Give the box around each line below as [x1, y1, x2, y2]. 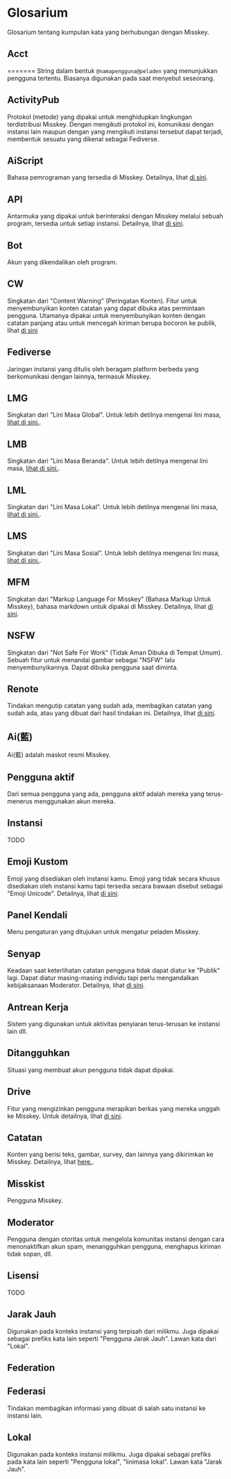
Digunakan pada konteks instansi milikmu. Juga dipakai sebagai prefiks [7, 1450, 212, 1458]
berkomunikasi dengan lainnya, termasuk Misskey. [7, 372, 151, 381]
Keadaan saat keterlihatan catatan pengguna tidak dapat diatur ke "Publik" [7, 966, 221, 975]
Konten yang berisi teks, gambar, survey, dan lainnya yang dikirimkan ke [7, 1150, 214, 1159]
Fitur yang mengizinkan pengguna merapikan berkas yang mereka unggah [7, 1104, 221, 1112]
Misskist [7, 1178, 45, 1190]
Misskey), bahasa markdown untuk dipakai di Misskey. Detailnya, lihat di [7, 602, 214, 610]
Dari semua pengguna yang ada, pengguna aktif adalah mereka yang [7, 790, 205, 798]
